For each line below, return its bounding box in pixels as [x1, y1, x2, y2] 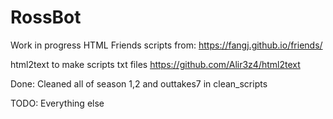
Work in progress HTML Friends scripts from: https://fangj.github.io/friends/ [10, 39, 323, 51]
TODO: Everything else [10, 97, 105, 109]
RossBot [10, 6, 82, 29]
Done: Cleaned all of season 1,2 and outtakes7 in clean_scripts [10, 77, 268, 90]
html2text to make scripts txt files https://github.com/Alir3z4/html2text [10, 58, 301, 70]
